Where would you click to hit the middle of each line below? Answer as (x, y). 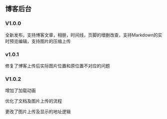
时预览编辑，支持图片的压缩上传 (38, 41)
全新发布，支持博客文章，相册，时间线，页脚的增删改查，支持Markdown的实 (84, 35)
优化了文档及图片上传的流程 (34, 101)
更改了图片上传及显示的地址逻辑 (38, 112)
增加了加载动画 (20, 91)
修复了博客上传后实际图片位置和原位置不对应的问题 (58, 66)
